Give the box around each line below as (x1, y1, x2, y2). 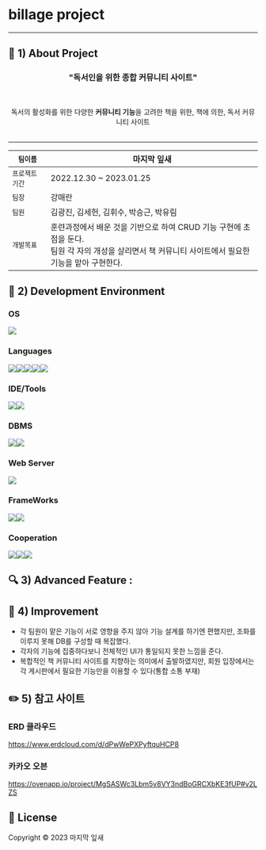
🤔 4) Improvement (8, 604, 99, 618)
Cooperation (8, 532, 58, 543)
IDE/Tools (8, 383, 46, 394)
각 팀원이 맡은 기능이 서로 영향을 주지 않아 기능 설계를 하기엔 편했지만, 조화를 (19, 626, 256, 636)
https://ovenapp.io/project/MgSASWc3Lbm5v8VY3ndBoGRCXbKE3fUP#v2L (8, 779, 258, 789)
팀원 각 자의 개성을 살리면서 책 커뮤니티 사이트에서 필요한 (50, 245, 250, 256)
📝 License (8, 810, 58, 824)
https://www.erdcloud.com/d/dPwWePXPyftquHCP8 (8, 739, 180, 749)
